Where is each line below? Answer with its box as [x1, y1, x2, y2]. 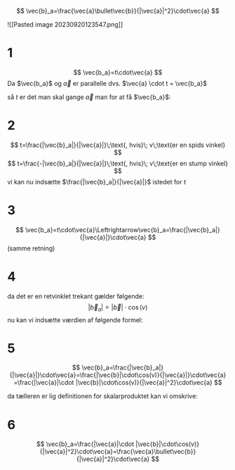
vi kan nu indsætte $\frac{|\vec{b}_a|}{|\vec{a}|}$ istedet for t [7, 177, 186, 186]
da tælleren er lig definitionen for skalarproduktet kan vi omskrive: [7, 392, 198, 400]
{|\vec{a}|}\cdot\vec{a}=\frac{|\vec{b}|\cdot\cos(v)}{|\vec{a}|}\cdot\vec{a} [9, 371, 227, 379]
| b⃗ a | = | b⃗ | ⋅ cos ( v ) [88, 303, 148, 313]
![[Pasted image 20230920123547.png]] [7, 20, 123, 28]
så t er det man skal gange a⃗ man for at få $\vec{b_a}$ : [7, 92, 171, 101]
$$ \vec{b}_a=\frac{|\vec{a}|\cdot [36, 440, 135, 448]
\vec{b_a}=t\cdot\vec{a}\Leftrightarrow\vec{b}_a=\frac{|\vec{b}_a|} [25, 225, 220, 234]
